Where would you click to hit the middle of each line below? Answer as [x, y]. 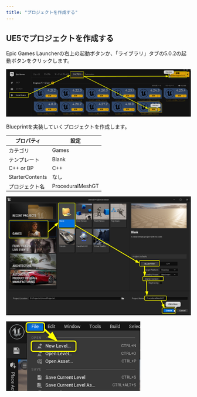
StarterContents [28, 177]
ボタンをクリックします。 [42, 61]
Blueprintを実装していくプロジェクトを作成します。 [68, 127]
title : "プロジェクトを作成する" [42, 12]
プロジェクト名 [27, 186]
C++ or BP [21, 168]
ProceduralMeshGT [75, 186]
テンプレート [24, 160]
